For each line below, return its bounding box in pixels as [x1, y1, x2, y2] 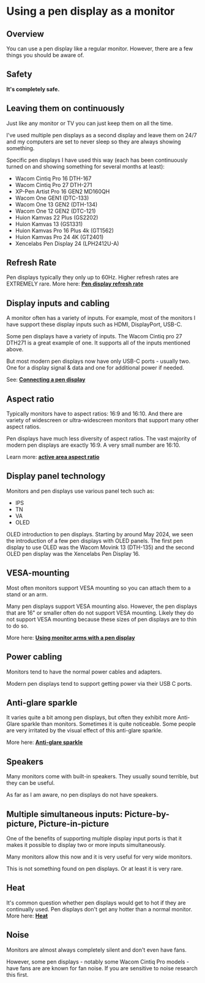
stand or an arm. [6, 590, 48, 598]
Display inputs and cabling [6, 298, 110, 308]
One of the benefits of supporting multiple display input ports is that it [6, 835, 182, 842]
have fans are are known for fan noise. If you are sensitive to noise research [6, 964, 198, 972]
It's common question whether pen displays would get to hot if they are [6, 899, 186, 906]
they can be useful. [6, 780, 55, 787]
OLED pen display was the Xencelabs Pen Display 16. [6, 550, 140, 557]
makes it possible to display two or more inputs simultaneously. [6, 841, 166, 848]
